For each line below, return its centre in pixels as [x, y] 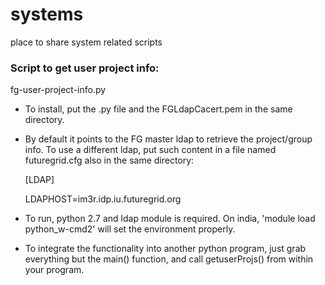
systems [47, 14]
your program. [54, 270]
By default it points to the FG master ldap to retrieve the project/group [168, 139]
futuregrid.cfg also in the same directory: [109, 160]
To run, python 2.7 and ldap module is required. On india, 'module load [170, 219]
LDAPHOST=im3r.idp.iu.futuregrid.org [103, 199]
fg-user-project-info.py [58, 90]
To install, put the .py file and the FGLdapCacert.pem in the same [158, 109]
